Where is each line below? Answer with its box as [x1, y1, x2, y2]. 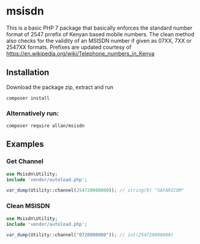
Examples [6, 139, 44, 149]
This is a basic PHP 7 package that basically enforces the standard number [6, 24, 193, 31]
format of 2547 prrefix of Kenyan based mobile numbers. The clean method [6, 30, 195, 37]
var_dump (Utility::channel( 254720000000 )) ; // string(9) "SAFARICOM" [6, 187, 185, 194]
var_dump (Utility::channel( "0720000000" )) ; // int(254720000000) [6, 232, 173, 238]
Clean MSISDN [6, 202, 50, 210]
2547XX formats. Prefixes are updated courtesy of [6, 43, 131, 51]
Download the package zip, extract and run [6, 83, 114, 91]
